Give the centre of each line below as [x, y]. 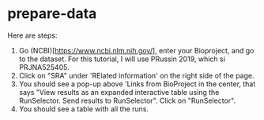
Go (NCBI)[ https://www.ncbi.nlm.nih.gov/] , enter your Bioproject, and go [136, 50]
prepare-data [52, 14]
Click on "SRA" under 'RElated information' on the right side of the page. [136, 75]
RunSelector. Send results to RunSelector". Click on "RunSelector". [127, 100]
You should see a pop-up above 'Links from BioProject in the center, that [137, 84]
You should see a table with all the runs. [84, 109]
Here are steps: [32, 35]
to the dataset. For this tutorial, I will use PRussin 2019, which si [122, 59]
